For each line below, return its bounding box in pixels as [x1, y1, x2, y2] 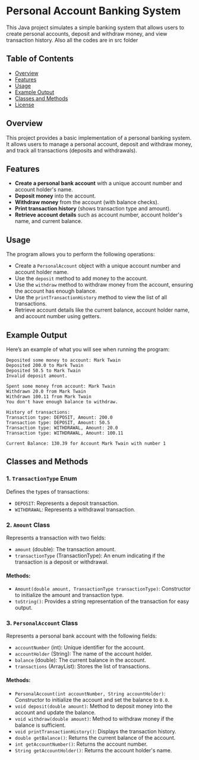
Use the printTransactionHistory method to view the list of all [14, 294, 168, 301]
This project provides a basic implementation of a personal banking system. [6, 134, 192, 141]
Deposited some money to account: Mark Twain [6, 357, 121, 363]
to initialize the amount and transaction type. [14, 592, 124, 599]
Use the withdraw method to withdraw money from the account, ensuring [14, 281, 194, 288]
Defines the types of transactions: [6, 488, 90, 495]
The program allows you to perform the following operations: [6, 251, 155, 258]
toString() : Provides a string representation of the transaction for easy [14, 598, 189, 605]
